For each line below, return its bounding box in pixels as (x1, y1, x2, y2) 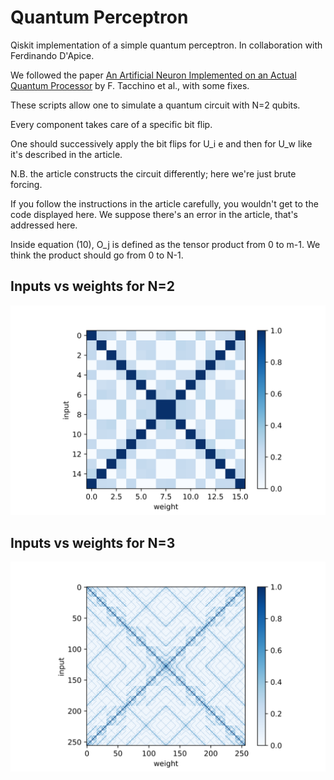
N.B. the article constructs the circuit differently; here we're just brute (10, 167, 297, 180)
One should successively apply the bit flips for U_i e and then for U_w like (10, 137, 313, 150)
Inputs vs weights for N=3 (10, 534, 176, 551)
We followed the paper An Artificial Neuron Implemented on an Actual (10, 69, 297, 81)
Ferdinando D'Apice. (10, 49, 95, 61)
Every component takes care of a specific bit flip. (10, 118, 213, 130)
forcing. (10, 178, 43, 190)
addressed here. (10, 219, 78, 231)
